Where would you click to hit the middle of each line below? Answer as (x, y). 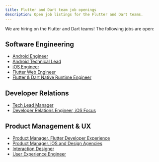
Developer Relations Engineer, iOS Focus (54, 111)
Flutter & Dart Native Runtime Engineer (52, 77)
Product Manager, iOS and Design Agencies (57, 143)
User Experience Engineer (39, 154)
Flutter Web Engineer (34, 72)
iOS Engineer (26, 67)
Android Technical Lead (37, 62)
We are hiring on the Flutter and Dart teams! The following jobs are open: (80, 28)
